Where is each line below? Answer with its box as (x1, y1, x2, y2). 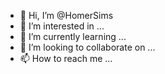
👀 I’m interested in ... (19, 20, 105, 32)
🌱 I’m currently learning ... (19, 31, 127, 42)
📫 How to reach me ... (19, 53, 113, 64)
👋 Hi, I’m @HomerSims (19, 10, 114, 21)
